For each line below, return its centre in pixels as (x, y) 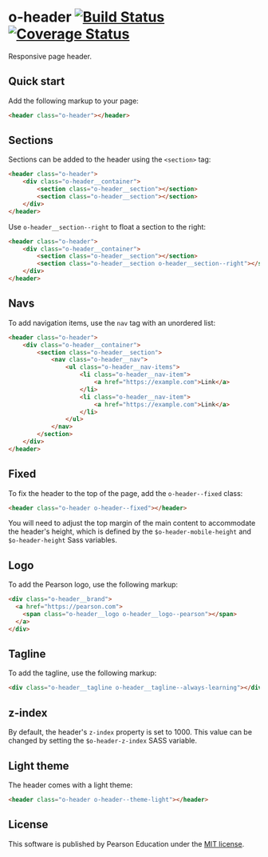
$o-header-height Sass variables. (63, 540)
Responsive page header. (50, 56)
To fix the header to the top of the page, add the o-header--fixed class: (126, 493)
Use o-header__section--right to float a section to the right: (107, 226)
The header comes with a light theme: (71, 785)
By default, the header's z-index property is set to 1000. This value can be (130, 732)
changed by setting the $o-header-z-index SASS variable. (103, 741)
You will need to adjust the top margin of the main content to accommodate (132, 523)
